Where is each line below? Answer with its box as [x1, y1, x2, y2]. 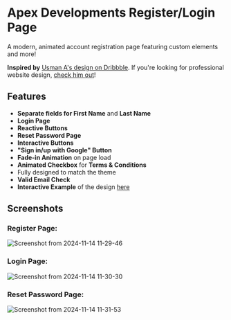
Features [7, 91, 46, 103]
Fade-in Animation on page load [17, 153, 111, 161]
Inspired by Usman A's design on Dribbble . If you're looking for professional [7, 63, 225, 71]
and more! [7, 50, 37, 58]
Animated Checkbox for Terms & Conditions [17, 161, 147, 169]
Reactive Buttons [17, 123, 68, 132]
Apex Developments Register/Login [7, 5, 216, 21]
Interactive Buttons [17, 139, 74, 147]
